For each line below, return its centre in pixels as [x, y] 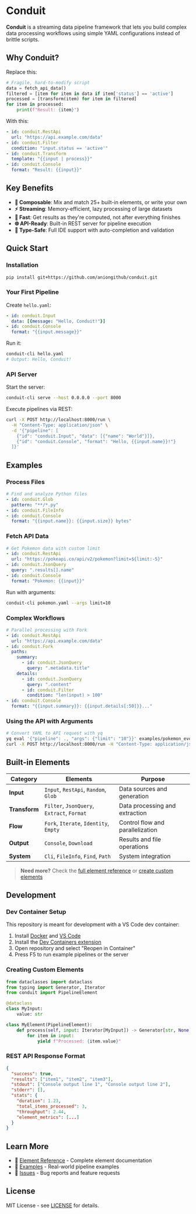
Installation [22, 265]
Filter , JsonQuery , [69, 805]
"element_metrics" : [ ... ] [48, 1117]
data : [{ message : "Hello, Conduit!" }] [59, 321]
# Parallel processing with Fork [47, 630]
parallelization [138, 829]
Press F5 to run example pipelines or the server [71, 955]
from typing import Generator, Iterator [56, 987]
